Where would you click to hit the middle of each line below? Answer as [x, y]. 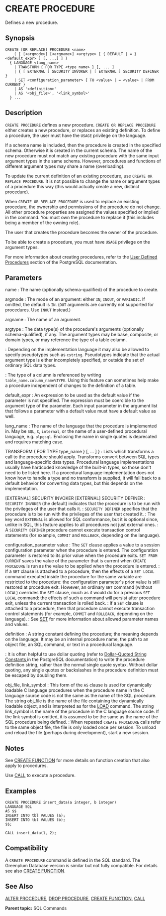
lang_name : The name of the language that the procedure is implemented [81, 426]
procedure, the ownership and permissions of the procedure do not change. [83, 207]
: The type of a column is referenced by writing [53, 375]
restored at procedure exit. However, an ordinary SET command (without [79, 587]
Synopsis [20, 38]
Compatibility [27, 848]
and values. [17, 624]
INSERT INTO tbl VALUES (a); [35, 815]
